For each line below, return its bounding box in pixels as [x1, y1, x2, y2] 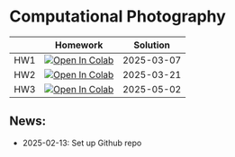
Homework [55, 39, 104, 51]
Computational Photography [9, 6, 227, 27]
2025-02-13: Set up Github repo [22, 137, 142, 148]
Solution [133, 39, 171, 51]
